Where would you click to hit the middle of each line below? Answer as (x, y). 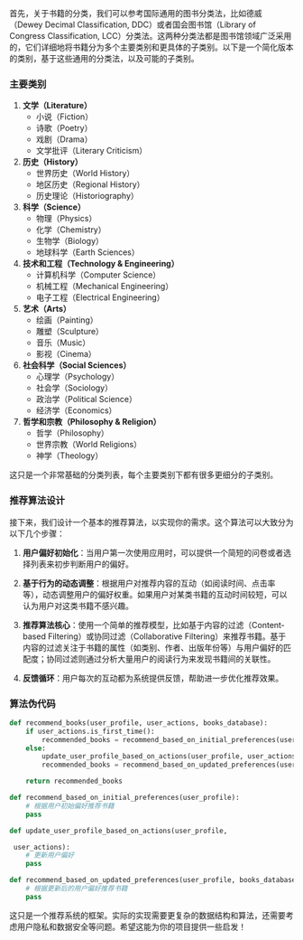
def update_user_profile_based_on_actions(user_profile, (119, 831)
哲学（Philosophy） (73, 433)
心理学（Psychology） (78, 377)
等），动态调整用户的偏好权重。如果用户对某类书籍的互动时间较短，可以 (155, 594)
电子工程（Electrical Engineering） (100, 297)
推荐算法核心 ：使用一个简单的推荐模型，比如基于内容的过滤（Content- (154, 625)
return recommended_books (74, 781)
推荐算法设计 (37, 501)
